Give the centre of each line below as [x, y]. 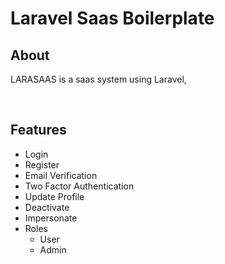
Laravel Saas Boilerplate [112, 18]
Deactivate [47, 207]
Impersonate [51, 218]
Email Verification [61, 175]
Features [38, 130]
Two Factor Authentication [79, 186]
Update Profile [54, 196]
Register [42, 164]
